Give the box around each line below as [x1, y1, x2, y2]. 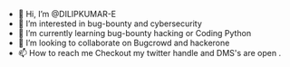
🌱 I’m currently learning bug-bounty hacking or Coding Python [17, 28, 252, 38]
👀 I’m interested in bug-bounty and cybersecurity [17, 18, 202, 29]
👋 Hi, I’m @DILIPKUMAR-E [17, 9, 117, 19]
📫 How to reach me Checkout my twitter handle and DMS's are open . [17, 48, 282, 58]
